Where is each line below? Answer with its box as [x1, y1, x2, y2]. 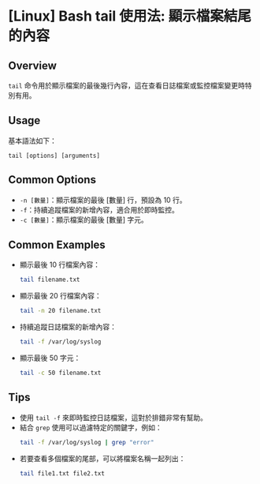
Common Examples [8, 238, 106, 252]
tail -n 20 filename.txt [19, 307, 102, 315]
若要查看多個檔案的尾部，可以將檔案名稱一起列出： [19, 453, 186, 463]
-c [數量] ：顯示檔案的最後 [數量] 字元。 [19, 215, 148, 224]
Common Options [8, 173, 97, 186]
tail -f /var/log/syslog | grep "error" [19, 438, 154, 446]
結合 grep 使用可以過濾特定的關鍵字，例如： [19, 422, 163, 432]
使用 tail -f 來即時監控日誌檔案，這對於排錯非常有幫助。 [19, 412, 207, 422]
